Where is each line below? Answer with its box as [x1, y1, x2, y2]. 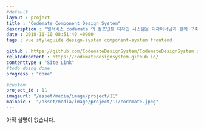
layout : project [6, 15, 50, 21]
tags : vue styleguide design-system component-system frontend [6, 37, 172, 43]
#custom [6, 82, 26, 88]
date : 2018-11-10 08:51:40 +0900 [6, 32, 94, 38]
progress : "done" [6, 71, 53, 77]
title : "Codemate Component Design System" [6, 20, 121, 26]
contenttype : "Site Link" [6, 59, 75, 66]
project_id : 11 [6, 88, 47, 94]
